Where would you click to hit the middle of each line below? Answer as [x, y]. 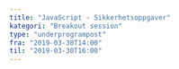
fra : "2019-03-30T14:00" [56, 43]
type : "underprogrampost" [58, 34]
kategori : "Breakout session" [66, 26]
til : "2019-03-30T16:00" [56, 51]
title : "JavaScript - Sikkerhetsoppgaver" [90, 17]
